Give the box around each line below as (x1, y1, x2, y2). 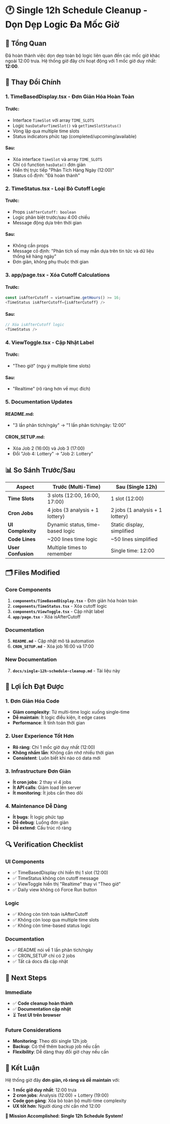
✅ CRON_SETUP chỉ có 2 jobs (12, 953, 75, 959)
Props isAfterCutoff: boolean (12, 209, 76, 215)
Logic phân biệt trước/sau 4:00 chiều (12, 214, 90, 220)
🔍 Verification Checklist (5, 840, 83, 849)
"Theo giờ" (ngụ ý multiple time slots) (12, 363, 91, 369)
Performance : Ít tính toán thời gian (12, 720, 85, 726)
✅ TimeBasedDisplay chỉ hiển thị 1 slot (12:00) (12, 869, 109, 875)
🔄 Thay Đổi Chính (5, 78, 61, 87)
